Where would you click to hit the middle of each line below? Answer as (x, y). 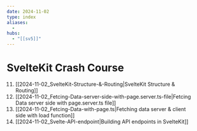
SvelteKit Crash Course (65, 68)
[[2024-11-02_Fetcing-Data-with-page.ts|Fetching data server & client (101, 109)
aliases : (17, 22)
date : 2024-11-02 (28, 11)
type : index (21, 17)
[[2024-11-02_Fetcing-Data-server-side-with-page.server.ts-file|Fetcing (103, 96)
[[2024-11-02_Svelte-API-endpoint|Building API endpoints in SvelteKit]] (102, 122)
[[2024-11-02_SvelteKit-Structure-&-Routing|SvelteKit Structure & (95, 84)
